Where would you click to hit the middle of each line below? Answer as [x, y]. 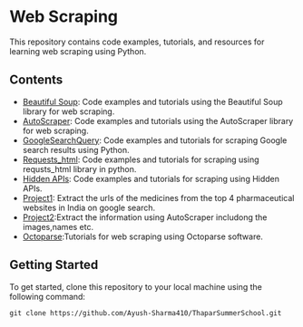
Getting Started [54, 265]
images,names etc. [58, 226]
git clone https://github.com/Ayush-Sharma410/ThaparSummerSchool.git [146, 313]
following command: [48, 296]
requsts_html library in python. [79, 168]
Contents [36, 80]
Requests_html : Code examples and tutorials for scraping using [141, 159]
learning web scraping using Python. [78, 51]
